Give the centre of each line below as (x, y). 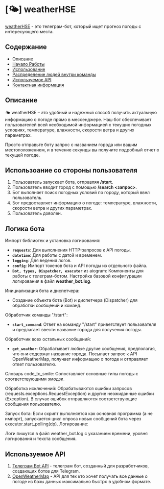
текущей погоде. (23, 155)
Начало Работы (28, 64)
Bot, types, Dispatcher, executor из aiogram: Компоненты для (78, 271)
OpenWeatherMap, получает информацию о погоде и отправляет (80, 359)
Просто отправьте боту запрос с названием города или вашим (71, 145)
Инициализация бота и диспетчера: (42, 291)
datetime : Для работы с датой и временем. (57, 255)
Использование (29, 69)
